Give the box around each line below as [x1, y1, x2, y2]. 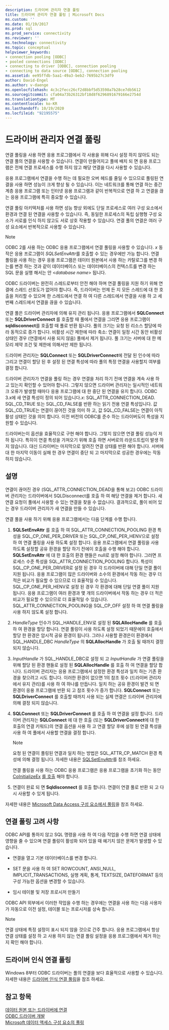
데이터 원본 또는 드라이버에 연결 [5, 1007, 68, 1013]
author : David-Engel [5, 78, 49, 83]
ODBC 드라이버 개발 [5, 1013, 45, 1019]
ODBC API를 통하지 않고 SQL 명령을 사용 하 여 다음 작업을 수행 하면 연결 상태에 [5, 831, 161, 838]
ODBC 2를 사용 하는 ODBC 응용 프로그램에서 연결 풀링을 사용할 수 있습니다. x [5, 244, 158, 250]
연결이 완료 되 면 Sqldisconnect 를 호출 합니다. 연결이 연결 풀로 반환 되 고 [12, 784, 159, 790]
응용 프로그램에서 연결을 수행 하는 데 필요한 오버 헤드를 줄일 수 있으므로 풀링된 [5, 175, 159, 181]
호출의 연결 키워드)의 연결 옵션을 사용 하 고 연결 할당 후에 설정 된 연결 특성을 [12, 723, 162, 729]
